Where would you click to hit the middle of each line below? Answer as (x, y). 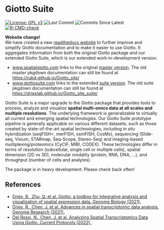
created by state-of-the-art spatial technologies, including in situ (70, 128)
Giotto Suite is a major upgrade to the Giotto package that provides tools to (80, 103)
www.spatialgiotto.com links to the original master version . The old (79, 67)
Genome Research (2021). (38, 212)
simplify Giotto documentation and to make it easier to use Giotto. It (73, 47)
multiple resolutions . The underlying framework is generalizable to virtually (81, 113)
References (23, 185)
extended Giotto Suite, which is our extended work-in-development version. (81, 58)
